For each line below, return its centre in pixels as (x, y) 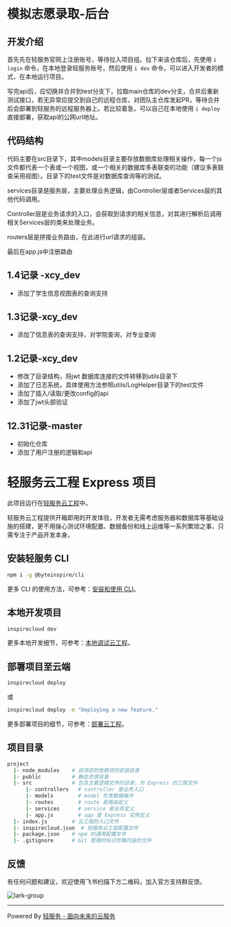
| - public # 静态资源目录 (61, 777)
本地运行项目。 (46, 77)
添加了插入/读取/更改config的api (63, 393)
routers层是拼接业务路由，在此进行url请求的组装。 (78, 237)
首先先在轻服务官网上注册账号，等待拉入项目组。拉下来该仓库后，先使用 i (112, 59)
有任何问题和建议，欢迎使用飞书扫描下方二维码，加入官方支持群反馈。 (107, 882)
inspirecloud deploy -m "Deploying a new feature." (82, 710)
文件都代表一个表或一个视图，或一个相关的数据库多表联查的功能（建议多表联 (115, 167)
